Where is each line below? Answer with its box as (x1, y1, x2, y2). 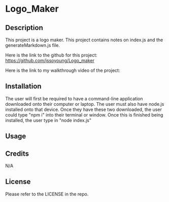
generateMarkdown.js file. (5, 42, 60, 48)
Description (5, 23, 43, 32)
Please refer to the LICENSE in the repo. (5, 191, 89, 197)
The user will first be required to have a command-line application (5, 95, 143, 102)
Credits (5, 149, 29, 158)
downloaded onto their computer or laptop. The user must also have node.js (5, 101, 164, 107)
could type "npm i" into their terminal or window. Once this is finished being (5, 111, 163, 118)
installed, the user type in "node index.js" (5, 117, 91, 123)
